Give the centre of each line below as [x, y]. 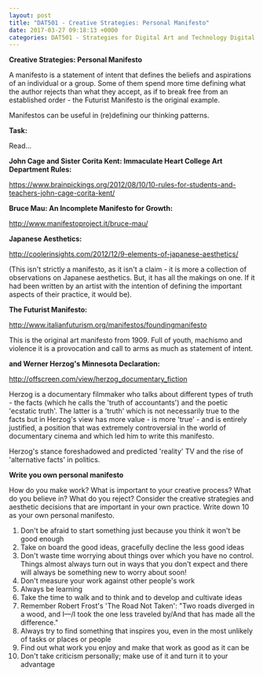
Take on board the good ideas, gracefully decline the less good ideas [132, 547]
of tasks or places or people [66, 639]
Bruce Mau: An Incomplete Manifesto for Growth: [91, 209]
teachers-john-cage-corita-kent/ [62, 193]
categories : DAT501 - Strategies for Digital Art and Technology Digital [132, 37]
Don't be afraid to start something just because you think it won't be [130, 531]
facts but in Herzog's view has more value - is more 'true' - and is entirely [128, 420]
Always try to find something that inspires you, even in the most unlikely [137, 631]
